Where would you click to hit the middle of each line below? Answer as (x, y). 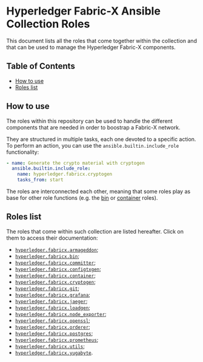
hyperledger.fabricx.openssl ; (53, 320)
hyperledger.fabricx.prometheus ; (57, 340)
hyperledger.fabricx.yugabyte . (54, 352)
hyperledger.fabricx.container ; (55, 275)
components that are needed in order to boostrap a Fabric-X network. (93, 127)
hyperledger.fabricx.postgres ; (54, 333)
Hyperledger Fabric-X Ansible (83, 11)
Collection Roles (48, 24)
